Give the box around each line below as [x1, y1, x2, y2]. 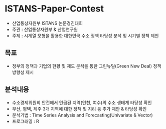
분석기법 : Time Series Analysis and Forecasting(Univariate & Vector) [12, 112, 153, 118]
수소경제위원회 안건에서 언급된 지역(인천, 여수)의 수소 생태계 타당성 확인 [12, 99, 152, 105]
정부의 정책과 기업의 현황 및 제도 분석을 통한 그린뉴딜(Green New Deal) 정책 [12, 63, 161, 69]
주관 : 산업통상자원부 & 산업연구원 [12, 26, 78, 32]
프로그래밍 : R [12, 118, 40, 124]
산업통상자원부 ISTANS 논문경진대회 [12, 20, 83, 26]
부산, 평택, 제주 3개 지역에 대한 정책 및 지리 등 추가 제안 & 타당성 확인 [12, 105, 147, 111]
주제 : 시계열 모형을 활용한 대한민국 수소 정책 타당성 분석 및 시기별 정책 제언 [12, 32, 159, 38]
